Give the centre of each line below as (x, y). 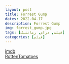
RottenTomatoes (22, 56)
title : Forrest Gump (26, 14)
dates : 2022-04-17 (24, 19)
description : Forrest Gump (33, 23)
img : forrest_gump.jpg (28, 28)
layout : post (18, 10)
